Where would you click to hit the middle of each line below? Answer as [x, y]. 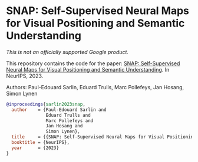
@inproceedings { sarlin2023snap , [46, 104]
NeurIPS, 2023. [25, 76]
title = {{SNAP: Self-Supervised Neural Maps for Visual [88, 137]
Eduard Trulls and [68, 115]
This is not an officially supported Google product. [67, 52]
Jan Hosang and [64, 126]
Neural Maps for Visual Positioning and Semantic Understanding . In [88, 69]
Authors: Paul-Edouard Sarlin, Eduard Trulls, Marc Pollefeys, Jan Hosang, [95, 87]
